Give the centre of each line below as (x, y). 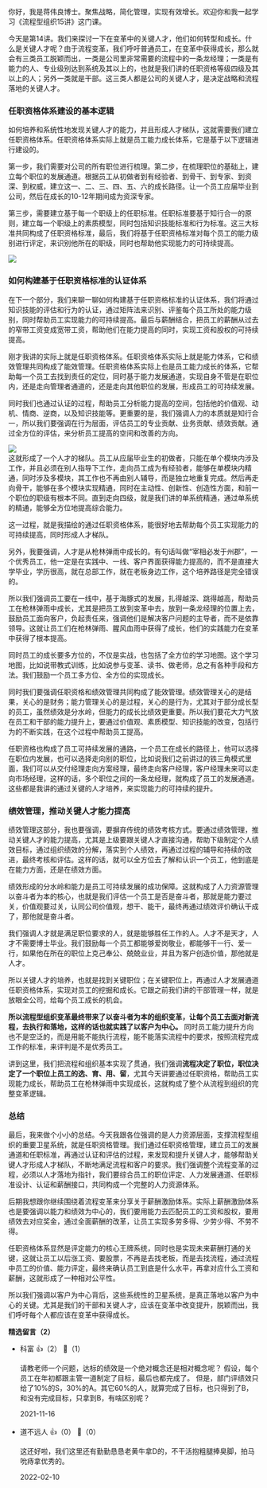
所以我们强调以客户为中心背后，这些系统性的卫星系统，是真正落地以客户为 (130, 1295)
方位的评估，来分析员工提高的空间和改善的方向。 (102, 433)
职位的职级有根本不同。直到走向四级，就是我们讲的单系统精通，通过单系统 (137, 498)
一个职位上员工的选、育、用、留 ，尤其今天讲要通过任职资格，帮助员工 (137, 1073)
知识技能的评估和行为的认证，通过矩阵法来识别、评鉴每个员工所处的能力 (126, 310)
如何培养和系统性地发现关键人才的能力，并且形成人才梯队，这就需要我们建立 (133, 130)
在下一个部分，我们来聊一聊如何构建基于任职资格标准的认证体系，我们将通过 (133, 299)
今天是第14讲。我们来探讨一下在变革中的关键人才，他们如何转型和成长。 (127, 39)
